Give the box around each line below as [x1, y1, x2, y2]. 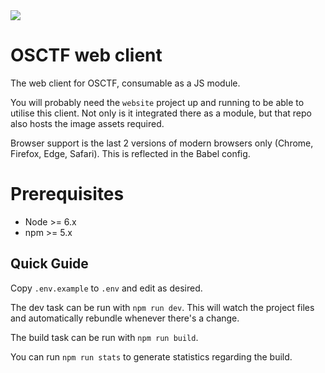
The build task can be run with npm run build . [10, 331, 199, 343]
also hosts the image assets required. [10, 117, 165, 129]
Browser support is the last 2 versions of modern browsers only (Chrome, [10, 137, 314, 149]
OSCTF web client [10, 44, 163, 67]
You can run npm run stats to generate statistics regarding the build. [10, 350, 293, 363]
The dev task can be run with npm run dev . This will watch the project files [10, 301, 315, 313]
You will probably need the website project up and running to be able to [10, 96, 305, 108]
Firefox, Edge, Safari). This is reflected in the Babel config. [10, 147, 251, 159]
